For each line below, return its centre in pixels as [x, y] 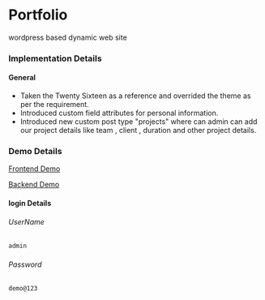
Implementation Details [56, 58]
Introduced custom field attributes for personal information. [119, 113]
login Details [30, 203]
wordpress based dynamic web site [68, 37]
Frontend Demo [34, 169]
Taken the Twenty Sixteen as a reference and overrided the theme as [135, 96]
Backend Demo [34, 185]
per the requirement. [54, 105]
